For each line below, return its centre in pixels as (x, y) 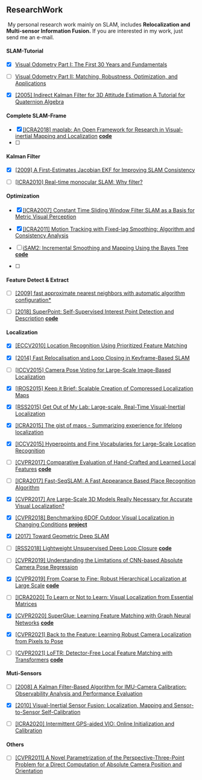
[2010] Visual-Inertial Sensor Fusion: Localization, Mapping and (94, 705)
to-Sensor (27, 712)
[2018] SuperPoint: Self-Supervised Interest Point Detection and (94, 312)
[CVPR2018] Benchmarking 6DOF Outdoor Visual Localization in (95, 518)
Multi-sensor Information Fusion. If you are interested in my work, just (95, 31)
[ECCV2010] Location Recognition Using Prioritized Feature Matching (101, 345)
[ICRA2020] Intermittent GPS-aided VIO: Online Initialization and (95, 723)
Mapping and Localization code (73, 136)
